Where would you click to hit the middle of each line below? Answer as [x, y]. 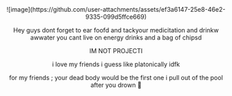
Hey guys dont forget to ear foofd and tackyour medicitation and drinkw [116, 30]
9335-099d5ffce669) [116, 17]
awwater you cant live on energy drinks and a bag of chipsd [116, 37]
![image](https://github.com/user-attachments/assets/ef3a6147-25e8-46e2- [116, 9]
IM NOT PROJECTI [116, 51]
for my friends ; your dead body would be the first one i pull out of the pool [116, 78]
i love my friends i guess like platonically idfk [116, 64]
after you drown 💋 [116, 85]
